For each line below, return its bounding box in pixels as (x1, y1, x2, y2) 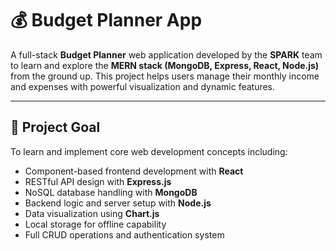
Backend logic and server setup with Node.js (24, 197, 212, 209)
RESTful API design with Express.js (24, 175, 172, 187)
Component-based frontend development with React (24, 165, 244, 177)
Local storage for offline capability (24, 218, 167, 230)
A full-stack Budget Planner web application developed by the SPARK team (10, 48, 323, 61)
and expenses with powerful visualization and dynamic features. (10, 80, 276, 92)
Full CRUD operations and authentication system (24, 228, 225, 241)
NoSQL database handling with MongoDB (24, 186, 198, 198)
